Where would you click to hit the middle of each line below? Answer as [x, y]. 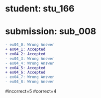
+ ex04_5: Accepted [25, 68]
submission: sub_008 [51, 32]
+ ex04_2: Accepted [25, 54]
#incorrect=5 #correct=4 [31, 91]
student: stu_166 [40, 9]
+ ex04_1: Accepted [25, 49]
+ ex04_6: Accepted [25, 73]
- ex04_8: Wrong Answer [30, 82]
